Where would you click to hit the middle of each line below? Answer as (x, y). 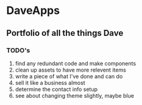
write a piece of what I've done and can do (69, 76)
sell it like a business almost (50, 83)
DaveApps (33, 11)
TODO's (18, 50)
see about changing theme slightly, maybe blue (74, 95)
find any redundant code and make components (75, 63)
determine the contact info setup (56, 89)
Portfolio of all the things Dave (65, 33)
